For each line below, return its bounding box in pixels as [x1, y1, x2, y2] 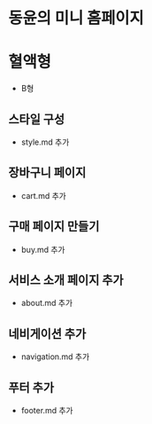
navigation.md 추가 [20, 351, 90, 362]
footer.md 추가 [20, 405, 73, 415]
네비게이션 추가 [8, 326, 87, 342]
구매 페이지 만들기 [8, 219, 100, 234]
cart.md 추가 [20, 190, 67, 200]
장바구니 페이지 [8, 165, 87, 180]
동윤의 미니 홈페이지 [8, 8, 145, 28]
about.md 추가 [20, 298, 73, 309]
